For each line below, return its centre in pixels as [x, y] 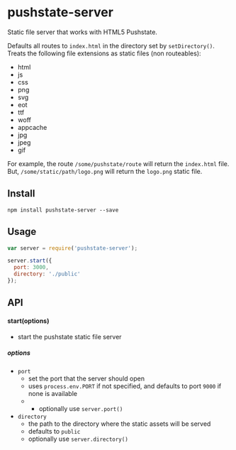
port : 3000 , [32, 268]
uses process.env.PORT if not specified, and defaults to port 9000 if [125, 386]
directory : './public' [47, 274]
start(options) [28, 321]
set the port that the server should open [86, 378]
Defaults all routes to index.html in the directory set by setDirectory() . [111, 45]
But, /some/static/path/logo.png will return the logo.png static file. [105, 171]
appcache [32, 127]
